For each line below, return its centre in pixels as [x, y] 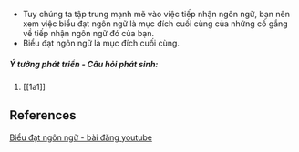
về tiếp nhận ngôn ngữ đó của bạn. [88, 33]
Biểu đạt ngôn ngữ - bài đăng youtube [81, 137]
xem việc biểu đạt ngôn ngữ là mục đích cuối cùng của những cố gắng [155, 24]
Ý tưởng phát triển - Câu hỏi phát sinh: [84, 64]
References [43, 115]
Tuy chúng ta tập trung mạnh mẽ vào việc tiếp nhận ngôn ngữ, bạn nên [156, 14]
